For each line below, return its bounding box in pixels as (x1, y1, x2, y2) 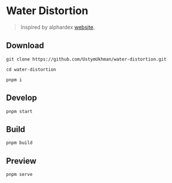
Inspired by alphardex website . (20, 24, 95, 31)
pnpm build (6, 140, 33, 146)
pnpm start (6, 108, 33, 114)
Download (6, 41, 44, 51)
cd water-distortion (6, 66, 57, 72)
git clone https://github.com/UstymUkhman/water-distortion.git (6, 56, 167, 62)
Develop (6, 93, 37, 103)
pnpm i (6, 76, 22, 83)
